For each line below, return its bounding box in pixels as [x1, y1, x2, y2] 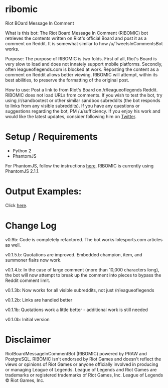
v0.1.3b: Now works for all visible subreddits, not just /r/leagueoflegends [5, 287, 154, 293]
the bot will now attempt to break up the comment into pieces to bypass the [5, 272, 161, 278]
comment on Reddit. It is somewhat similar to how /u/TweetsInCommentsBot [5, 40, 163, 46]
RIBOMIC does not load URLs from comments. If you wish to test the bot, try [5, 92, 163, 98]
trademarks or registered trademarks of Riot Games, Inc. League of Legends [5, 372, 163, 378]
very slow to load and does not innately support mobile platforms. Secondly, [5, 61, 163, 67]
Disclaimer [5, 334, 51, 345]
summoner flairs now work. [5, 257, 62, 263]
